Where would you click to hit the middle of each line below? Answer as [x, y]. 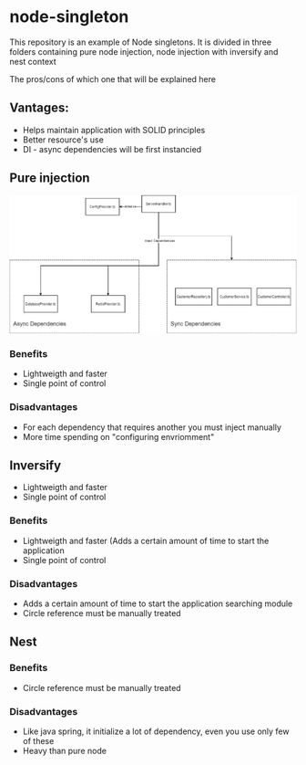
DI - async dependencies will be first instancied [112, 149]
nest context [33, 61]
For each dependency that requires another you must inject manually [152, 427]
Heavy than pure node [65, 750]
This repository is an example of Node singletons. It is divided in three [140, 42]
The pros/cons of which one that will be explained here [113, 79]
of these [38, 740]
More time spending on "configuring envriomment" [118, 436]
